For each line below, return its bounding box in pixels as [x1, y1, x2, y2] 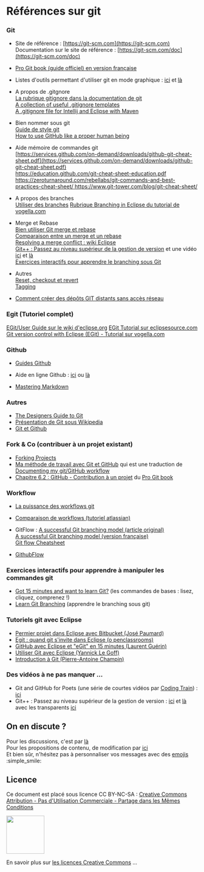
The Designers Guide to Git [15, 412, 83, 420]
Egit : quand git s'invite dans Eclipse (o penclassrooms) [15, 636, 154, 643]
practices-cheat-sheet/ [15, 183, 74, 190]
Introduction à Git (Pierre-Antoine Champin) [15, 655, 124, 663]
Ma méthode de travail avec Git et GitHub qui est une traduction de [15, 460, 183, 468]
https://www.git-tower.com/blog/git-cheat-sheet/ [75, 183, 198, 190]
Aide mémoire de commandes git [15, 144, 98, 152]
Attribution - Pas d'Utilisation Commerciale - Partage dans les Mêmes [6, 797, 180, 804]
